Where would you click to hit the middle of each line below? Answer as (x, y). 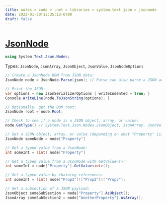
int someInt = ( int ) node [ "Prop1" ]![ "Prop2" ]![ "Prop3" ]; (65, 180)
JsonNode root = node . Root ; (34, 112)
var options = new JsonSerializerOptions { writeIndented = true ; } (78, 93)
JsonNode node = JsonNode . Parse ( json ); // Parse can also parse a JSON (81, 80)
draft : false (19, 19)
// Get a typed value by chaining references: (54, 175)
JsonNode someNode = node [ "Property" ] (45, 139)
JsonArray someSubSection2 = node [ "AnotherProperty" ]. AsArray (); (74, 198)
